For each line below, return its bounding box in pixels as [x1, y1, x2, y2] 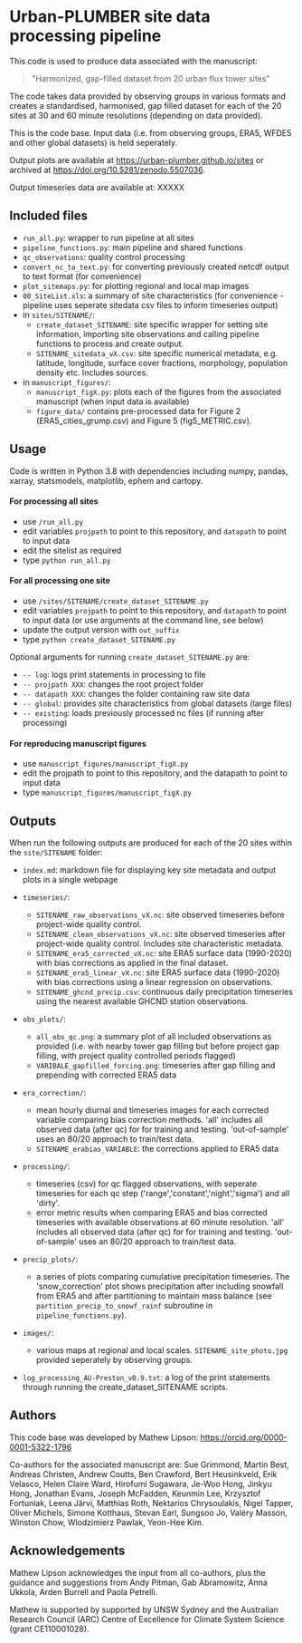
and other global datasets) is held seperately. [9, 137, 178, 148]
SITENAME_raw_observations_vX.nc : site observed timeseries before [35, 909, 285, 920]
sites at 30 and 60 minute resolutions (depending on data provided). [9, 110, 264, 121]
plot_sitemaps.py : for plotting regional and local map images [22, 280, 250, 291]
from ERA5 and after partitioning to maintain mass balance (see [35, 1290, 273, 1301]
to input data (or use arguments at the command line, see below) [22, 614, 264, 625]
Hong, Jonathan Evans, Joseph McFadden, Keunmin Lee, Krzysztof [9, 1488, 261, 1499]
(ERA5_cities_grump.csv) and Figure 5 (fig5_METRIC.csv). [35, 415, 252, 426]
